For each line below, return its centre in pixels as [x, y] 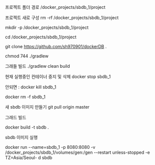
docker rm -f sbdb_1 [25, 97]
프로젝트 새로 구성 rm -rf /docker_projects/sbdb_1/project [62, 18]
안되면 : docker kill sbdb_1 [31, 87]
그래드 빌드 [16, 117]
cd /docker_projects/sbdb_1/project [41, 37]
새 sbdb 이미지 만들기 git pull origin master [47, 107]
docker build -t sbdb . [27, 127]
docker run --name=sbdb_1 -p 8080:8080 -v [50, 147]
